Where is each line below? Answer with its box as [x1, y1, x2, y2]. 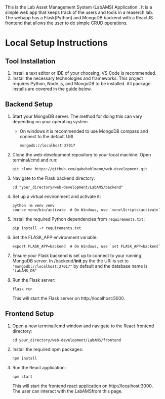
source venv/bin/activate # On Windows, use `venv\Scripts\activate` [12, 207, 161, 212]
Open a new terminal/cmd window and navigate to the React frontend [12, 323, 154, 329]
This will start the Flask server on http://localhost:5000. [12, 295, 125, 301]
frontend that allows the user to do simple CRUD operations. [5, 20, 127, 26]
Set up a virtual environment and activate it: [12, 193, 101, 199]
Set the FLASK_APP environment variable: [12, 234, 98, 240]
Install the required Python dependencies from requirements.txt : [12, 216, 145, 222]
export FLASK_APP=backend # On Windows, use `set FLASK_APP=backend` [12, 244, 161, 249]
